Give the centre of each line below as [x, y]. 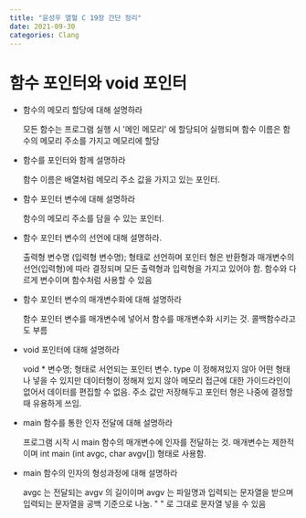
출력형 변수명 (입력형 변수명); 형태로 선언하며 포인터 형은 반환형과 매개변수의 [158, 258]
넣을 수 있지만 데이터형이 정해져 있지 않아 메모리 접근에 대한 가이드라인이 [162, 381]
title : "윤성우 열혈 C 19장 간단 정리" [76, 18]
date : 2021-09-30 [42, 26]
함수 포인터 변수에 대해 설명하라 [79, 199]
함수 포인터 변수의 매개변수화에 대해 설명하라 [102, 300]
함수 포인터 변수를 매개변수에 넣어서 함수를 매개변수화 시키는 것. [136, 319]
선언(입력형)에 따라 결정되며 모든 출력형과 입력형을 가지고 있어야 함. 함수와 [155, 269]
